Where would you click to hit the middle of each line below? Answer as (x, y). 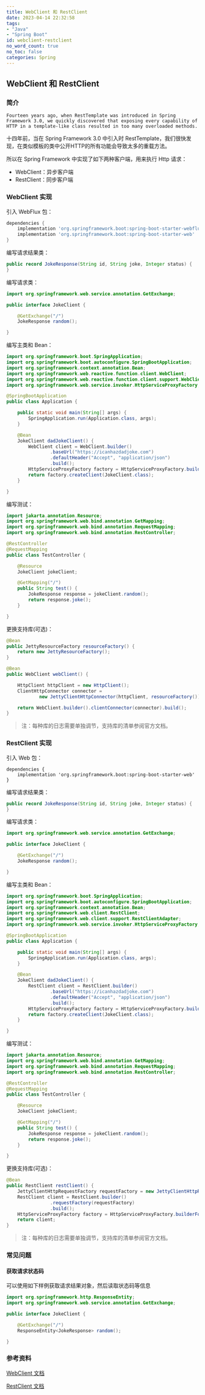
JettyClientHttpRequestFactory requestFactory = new (86, 1192)
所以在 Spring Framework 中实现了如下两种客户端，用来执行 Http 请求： (97, 159)
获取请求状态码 (25, 1271)
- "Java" (17, 29)
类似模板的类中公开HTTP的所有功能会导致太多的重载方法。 (96, 146)
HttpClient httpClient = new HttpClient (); (74, 685)
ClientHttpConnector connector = (60, 691)
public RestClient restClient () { (50, 1186)
